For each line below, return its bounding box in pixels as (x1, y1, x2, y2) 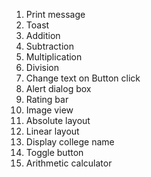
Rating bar (25, 94, 69, 105)
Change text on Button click (25, 72, 141, 84)
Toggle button (25, 147, 84, 158)
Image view (25, 104, 74, 116)
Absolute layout (25, 115, 91, 126)
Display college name (25, 136, 115, 148)
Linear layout (25, 125, 80, 137)
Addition (25, 30, 61, 41)
